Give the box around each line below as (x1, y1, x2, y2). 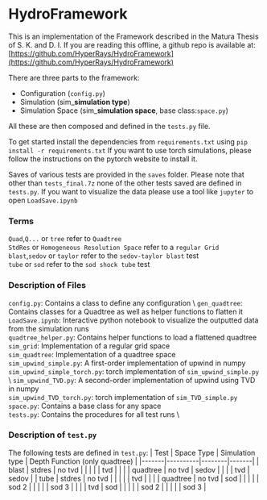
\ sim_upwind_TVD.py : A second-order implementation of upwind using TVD (8, 375, 256, 385)
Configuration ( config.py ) (19, 88, 106, 98)
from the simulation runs (8, 323, 90, 333)
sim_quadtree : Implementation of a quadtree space (8, 349, 176, 359)
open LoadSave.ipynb (8, 195, 78, 205)
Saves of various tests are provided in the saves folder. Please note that (8, 169, 245, 179)
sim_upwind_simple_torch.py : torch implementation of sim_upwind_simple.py (8, 366, 260, 376)
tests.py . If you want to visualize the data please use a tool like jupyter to (8, 186, 254, 196)
